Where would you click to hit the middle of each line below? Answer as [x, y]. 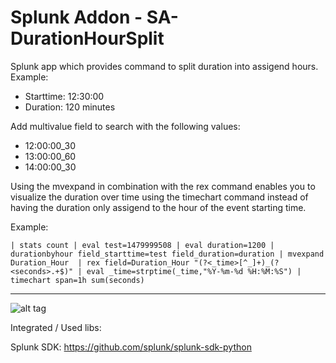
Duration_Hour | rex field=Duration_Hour [100, 262]
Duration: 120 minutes [70, 107]
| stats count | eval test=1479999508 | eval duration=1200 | [142, 245]
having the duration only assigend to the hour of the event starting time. [158, 207]
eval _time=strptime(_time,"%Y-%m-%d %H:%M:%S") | [194, 271]
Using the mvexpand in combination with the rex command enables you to [163, 186]
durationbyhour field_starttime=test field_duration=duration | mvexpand [167, 254]
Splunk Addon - [76, 17]
